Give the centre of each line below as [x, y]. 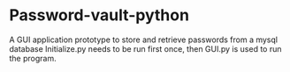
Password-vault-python [99, 15]
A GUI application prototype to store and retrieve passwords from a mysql [144, 40]
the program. [33, 58]
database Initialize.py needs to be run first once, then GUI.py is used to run [145, 48]
